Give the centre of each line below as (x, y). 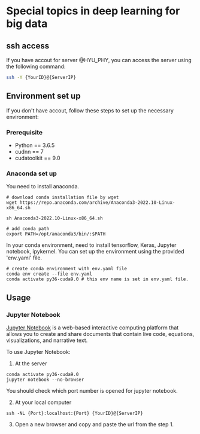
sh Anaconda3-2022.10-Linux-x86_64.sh (54, 218)
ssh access (28, 46)
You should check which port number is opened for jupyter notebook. (92, 390)
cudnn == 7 (29, 151)
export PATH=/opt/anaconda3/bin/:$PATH (56, 234)
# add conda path (28, 229)
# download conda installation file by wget (63, 198)
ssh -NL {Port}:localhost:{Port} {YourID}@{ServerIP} (75, 413)
